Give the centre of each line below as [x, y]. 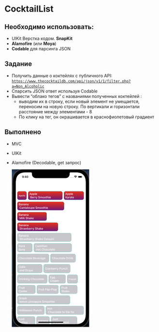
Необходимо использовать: [49, 27]
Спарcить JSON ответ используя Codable [54, 91]
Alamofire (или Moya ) [34, 44]
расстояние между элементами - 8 [55, 111]
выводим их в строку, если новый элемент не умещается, [79, 101]
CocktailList [29, 9]
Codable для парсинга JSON [41, 49]
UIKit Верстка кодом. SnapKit [42, 38]
